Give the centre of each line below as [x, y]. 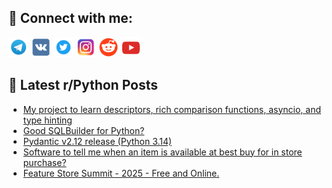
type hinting [47, 120]
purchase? [44, 162]
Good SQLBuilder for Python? [83, 130]
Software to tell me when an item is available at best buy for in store [162, 152]
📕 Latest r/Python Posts [83, 85]
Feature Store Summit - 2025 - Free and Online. [121, 173]
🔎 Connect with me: [70, 18]
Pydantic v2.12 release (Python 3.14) [97, 141]
